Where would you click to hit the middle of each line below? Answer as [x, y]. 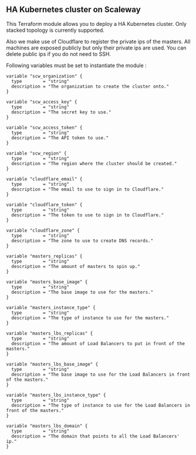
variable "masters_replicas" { [44, 256]
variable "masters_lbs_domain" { [47, 426]
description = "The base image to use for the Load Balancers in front [101, 374]
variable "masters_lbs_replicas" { [50, 333]
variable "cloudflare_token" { [44, 205]
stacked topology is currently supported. [55, 30]
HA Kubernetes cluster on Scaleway [73, 10]
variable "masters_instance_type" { [51, 307]
